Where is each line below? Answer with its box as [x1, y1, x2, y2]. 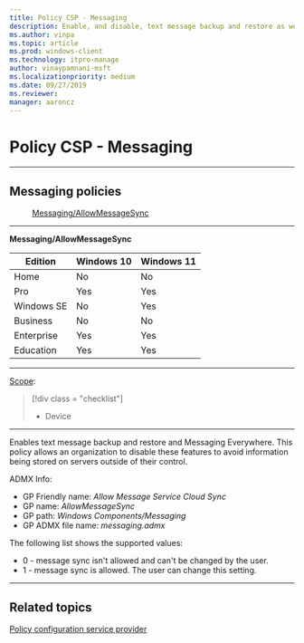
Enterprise [14, 330, 59, 342]
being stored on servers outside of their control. [9, 456, 188, 467]
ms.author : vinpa [9, 30, 75, 39]
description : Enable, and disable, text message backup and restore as [9, 22, 285, 31]
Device [44, 411, 72, 422]
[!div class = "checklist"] [31, 393, 124, 404]
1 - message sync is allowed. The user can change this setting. [22, 565, 257, 576]
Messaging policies [9, 183, 122, 199]
